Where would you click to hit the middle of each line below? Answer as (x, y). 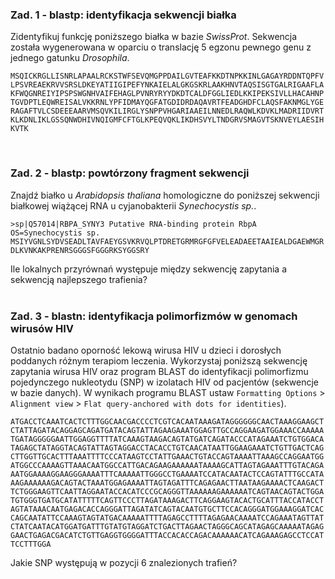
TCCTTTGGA (31, 544)
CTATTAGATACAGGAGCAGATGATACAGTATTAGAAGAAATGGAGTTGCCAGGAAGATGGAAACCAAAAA (167, 430)
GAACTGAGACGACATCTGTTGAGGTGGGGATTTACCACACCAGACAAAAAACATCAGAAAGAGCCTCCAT (167, 535)
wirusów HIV (42, 328)
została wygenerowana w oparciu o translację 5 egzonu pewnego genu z (161, 47)
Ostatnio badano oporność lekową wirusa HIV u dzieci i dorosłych (146, 350)
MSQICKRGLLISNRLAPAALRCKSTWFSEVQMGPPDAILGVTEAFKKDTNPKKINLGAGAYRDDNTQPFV (167, 76)
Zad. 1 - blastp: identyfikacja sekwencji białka (123, 15)
